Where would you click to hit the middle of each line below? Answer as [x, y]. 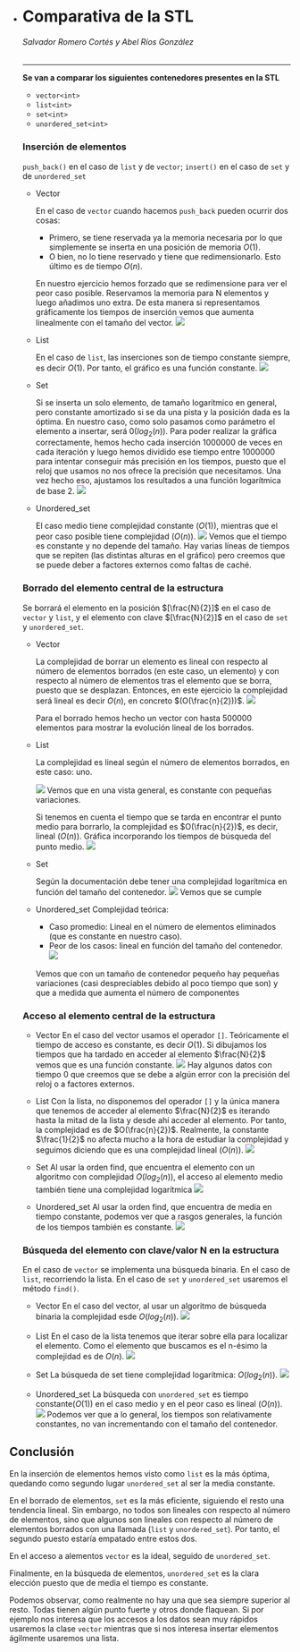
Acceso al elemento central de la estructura [119, 1016]
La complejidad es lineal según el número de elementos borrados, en [162, 762]
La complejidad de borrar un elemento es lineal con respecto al [151, 661]
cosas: [48, 220]
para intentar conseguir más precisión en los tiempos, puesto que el [161, 462]
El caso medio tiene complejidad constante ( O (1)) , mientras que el [157, 526]
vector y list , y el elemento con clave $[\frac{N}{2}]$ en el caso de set [155, 617]
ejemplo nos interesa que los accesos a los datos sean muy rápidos [134, 1619]
